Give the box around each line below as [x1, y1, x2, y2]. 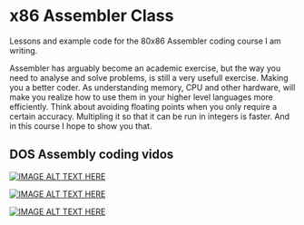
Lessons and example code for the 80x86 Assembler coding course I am [9, 35, 281, 46]
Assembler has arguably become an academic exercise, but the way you [9, 63, 281, 73]
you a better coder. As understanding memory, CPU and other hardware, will [9, 82, 296, 93]
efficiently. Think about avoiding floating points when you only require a [9, 101, 278, 112]
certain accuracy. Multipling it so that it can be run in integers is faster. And [9, 111, 290, 122]
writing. [9, 44, 38, 55]
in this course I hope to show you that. [9, 120, 152, 132]
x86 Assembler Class [9, 5, 174, 26]
